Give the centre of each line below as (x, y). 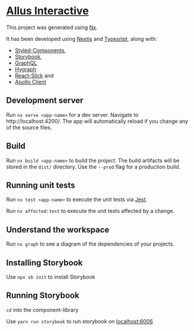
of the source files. (29, 127)
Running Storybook (43, 296)
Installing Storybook (44, 262)
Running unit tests (41, 185)
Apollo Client (30, 82)
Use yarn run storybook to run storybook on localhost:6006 (79, 321)
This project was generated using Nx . (52, 27)
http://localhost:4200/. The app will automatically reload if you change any (97, 121)
